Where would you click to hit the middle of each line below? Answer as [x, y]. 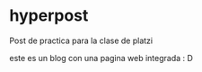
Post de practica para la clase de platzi [81, 40]
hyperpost [49, 16]
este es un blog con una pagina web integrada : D [101, 58]
